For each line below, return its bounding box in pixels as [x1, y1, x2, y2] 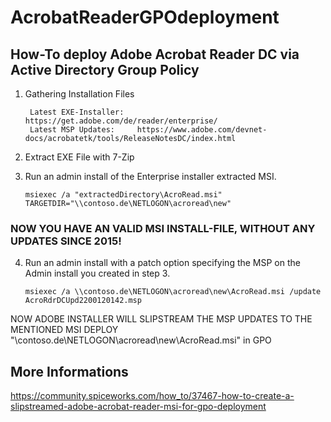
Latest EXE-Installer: [29, 107, 125, 117]
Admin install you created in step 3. [24, 267, 171, 280]
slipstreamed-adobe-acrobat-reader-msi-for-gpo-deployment [10, 401, 267, 413]
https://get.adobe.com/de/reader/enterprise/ [24, 116, 218, 126]
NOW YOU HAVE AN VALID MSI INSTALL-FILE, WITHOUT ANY [10, 221, 316, 235]
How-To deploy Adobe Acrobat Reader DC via [10, 46, 300, 63]
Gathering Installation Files [24, 88, 135, 100]
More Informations [10, 363, 129, 380]
